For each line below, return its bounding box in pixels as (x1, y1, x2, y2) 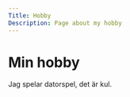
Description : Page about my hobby (8, 19, 123, 27)
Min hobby (8, 53, 80, 72)
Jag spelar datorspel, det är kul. (8, 80, 113, 89)
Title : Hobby (8, 11, 52, 20)
